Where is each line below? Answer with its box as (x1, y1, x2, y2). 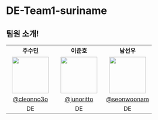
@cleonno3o (12, 95, 49, 103)
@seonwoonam (106, 95, 149, 103)
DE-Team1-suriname (6, 4, 107, 17)
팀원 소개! (6, 29, 39, 38)
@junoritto (64, 95, 94, 103)
